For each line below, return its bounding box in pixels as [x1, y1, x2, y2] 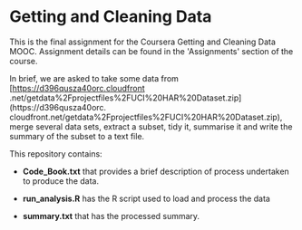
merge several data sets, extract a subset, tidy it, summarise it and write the [9, 120, 293, 132]
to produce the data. [22, 175, 100, 187]
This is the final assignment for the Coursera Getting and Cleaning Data [9, 36, 277, 47]
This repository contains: [9, 148, 102, 159]
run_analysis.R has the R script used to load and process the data [22, 193, 270, 204]
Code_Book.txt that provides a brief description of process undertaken [22, 166, 290, 177]
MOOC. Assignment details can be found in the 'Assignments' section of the [9, 45, 294, 56]
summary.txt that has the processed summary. [22, 210, 200, 221]
